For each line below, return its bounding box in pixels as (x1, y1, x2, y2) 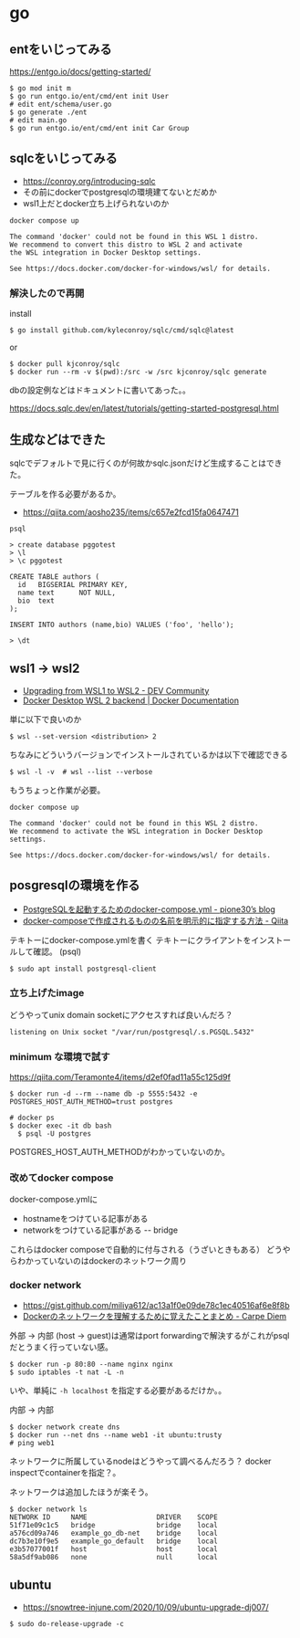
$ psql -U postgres (17, 1129, 92, 1139)
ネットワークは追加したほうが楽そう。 (9, 1486, 153, 1497)
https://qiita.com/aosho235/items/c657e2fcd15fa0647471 (22, 506, 239, 518)
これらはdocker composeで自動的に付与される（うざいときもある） (9, 1244, 264, 1255)
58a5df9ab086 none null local (9, 1552, 219, 1561)
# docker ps (9, 1113, 55, 1123)
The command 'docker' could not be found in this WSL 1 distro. (9, 232, 259, 241)
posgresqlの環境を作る (9, 877, 140, 893)
